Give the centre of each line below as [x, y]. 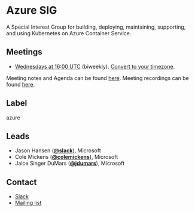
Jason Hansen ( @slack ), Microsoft [58, 150]
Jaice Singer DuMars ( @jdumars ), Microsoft [69, 163]
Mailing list [28, 203]
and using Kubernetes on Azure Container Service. [69, 33]
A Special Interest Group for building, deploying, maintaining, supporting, [96, 27]
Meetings [25, 52]
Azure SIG [32, 10]
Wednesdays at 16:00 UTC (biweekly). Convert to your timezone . [95, 66]
